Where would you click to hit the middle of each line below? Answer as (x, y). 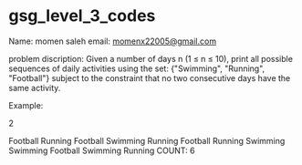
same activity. (35, 88)
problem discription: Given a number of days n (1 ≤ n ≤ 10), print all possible (151, 58)
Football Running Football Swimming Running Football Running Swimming (147, 140)
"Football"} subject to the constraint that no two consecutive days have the (150, 77)
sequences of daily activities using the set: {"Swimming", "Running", (137, 68)
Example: (26, 105)
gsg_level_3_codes (82, 16)
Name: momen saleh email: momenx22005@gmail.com (112, 41)
